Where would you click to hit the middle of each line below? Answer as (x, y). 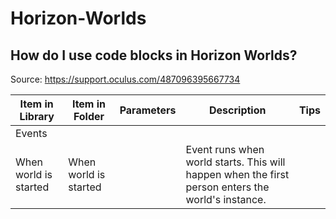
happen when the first (237, 174)
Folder (89, 116)
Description (238, 110)
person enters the (227, 187)
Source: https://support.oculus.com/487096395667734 (125, 79)
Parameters (148, 110)
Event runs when (225, 149)
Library (37, 116)
